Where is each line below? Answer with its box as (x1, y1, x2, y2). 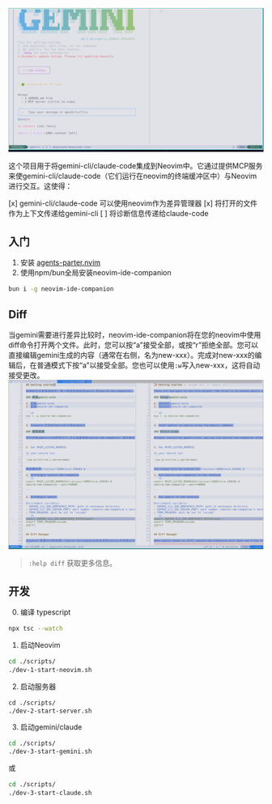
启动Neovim (19, 640, 61, 649)
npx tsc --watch (8, 624, 63, 632)
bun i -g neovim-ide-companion (8, 285, 114, 293)
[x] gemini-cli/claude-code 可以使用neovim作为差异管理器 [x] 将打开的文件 (8, 198, 257, 208)
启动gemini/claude (19, 721, 83, 732)
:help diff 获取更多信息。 (28, 559, 117, 568)
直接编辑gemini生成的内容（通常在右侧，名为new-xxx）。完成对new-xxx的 (8, 350, 255, 359)
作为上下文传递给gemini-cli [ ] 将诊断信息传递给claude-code (8, 209, 209, 219)
